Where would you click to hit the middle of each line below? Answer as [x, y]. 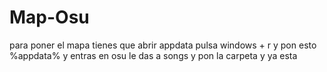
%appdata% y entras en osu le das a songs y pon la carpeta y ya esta [153, 55]
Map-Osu [49, 17]
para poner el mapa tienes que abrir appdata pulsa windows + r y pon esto [163, 45]
